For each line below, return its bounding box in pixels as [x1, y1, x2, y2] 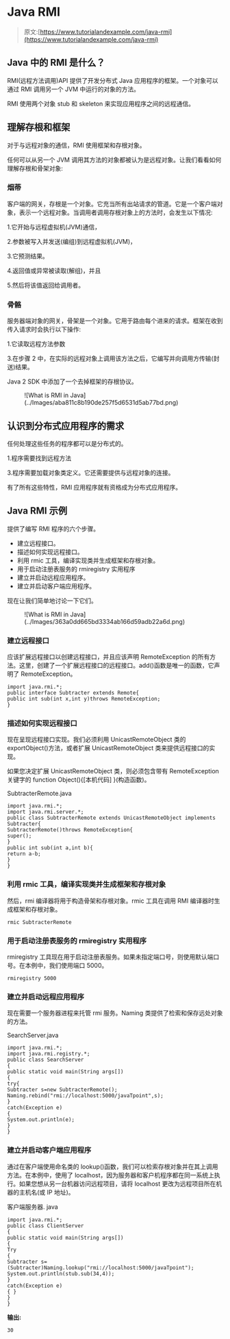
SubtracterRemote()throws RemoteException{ [7, 827, 133, 834]
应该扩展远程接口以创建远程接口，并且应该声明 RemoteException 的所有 [7, 653, 210, 661]
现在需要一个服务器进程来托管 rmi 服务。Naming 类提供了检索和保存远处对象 [7, 1009, 223, 1017]
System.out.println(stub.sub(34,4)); [7, 1270, 115, 1277]
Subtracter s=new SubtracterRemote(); [7, 1086, 118, 1093]
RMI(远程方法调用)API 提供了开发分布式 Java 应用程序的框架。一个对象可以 [7, 76, 219, 84]
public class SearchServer [7, 1056, 84, 1064]
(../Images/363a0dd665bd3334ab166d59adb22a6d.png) [24, 617, 186, 625]
